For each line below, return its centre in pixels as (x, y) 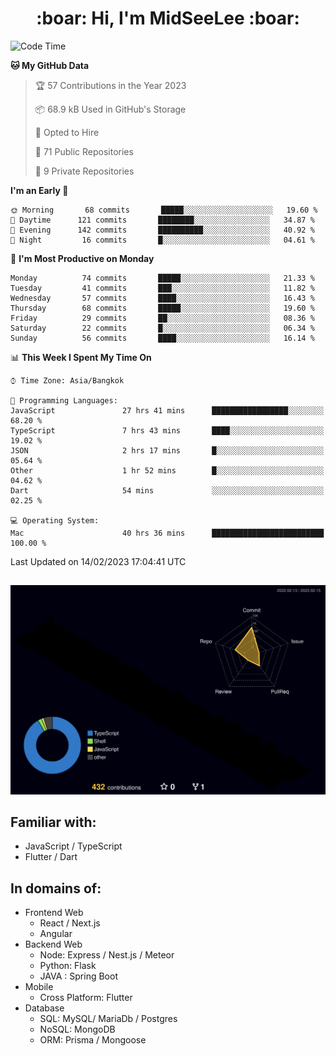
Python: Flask (68, 966)
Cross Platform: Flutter (86, 998)
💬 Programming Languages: (64, 400)
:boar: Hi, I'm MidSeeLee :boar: (168, 18)
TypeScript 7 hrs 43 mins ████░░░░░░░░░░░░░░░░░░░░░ (167, 430)
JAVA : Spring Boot (78, 976)
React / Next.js (70, 923)
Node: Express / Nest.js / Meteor (107, 955)
